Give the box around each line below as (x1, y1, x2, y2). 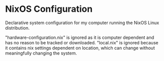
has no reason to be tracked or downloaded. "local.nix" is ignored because (5, 39, 159, 45)
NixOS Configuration (5, 3, 93, 15)
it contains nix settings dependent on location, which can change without (5, 45, 155, 51)
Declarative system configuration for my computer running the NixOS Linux (5, 20, 160, 26)
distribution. (5, 25, 30, 30)
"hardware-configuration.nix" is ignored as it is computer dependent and (5, 34, 155, 40)
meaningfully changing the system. (5, 50, 77, 56)
